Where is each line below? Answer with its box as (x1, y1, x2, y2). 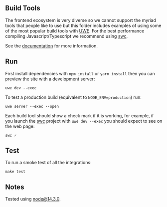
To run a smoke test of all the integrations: (5, 160, 92, 166)
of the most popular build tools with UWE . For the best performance (5, 27, 145, 34)
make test (5, 169, 26, 174)
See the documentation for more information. (5, 42, 98, 49)
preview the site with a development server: (5, 76, 95, 82)
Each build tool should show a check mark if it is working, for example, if (5, 112, 154, 119)
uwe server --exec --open (5, 104, 59, 109)
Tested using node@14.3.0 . (5, 196, 61, 202)
